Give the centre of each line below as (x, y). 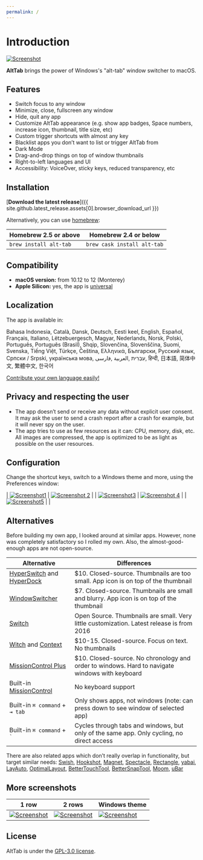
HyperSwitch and (34, 574)
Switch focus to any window (50, 104)
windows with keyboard (108, 673)
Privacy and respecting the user (68, 397)
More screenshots (41, 788)
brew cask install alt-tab (124, 245)
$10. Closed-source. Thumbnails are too (133, 574)
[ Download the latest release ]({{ (47, 202)
